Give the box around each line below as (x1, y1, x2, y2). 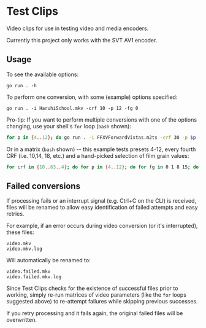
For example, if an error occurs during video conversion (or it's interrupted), (6, 222, 198, 230)
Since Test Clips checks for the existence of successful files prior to (6, 284, 178, 292)
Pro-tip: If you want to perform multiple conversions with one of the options (6, 115, 197, 123)
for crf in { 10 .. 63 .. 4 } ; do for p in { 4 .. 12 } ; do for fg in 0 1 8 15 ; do (6, 164, 199, 170)
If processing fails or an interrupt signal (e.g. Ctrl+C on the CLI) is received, (6, 197, 196, 205)
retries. (6, 210, 25, 217)
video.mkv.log (6, 246, 43, 252)
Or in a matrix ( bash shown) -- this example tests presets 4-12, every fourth (6, 146, 196, 153)
